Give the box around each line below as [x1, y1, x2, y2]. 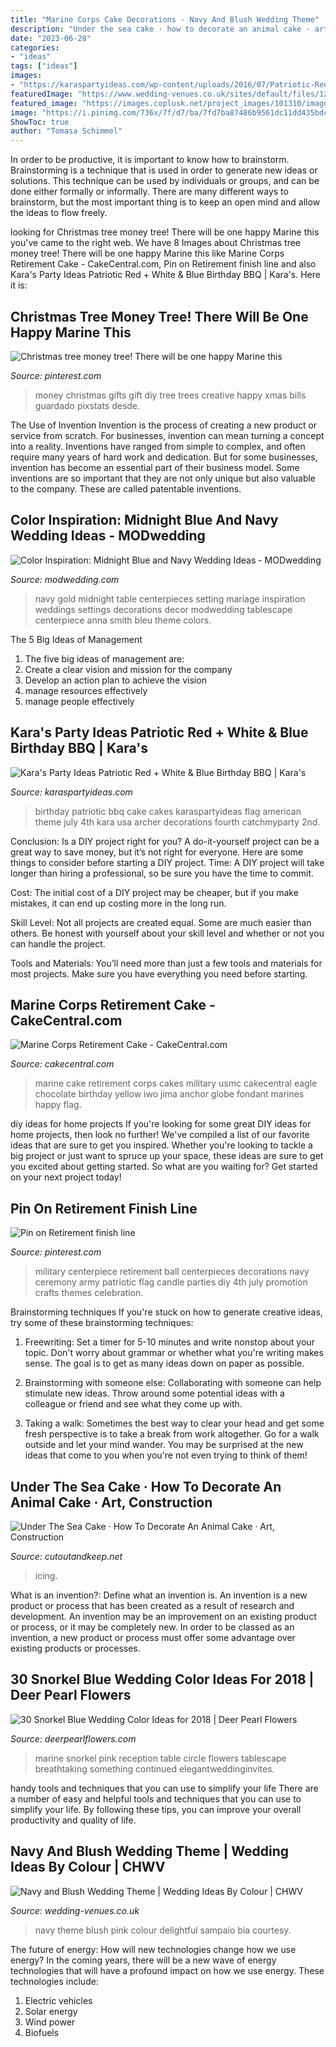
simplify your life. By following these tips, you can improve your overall [10, 1803, 302, 1815]
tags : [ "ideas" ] [10, 61, 78, 71]
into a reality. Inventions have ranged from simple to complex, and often [10, 440, 306, 452]
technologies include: [10, 1975, 99, 1987]
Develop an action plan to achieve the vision [24, 674, 207, 686]
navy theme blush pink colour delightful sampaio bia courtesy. [34, 1924, 292, 1936]
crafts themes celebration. [34, 1287, 144, 1299]
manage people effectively [24, 695, 135, 707]
